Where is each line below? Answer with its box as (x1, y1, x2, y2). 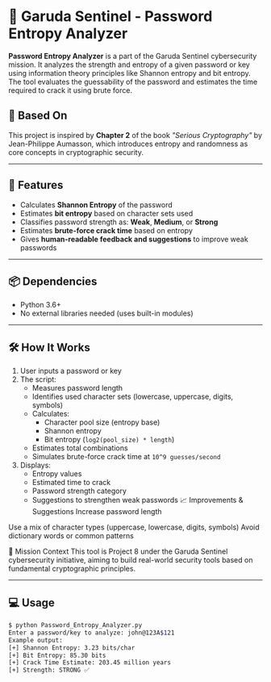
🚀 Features (8, 178, 64, 192)
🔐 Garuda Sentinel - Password (8, 7, 213, 26)
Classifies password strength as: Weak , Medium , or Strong (19, 217, 219, 227)
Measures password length (31, 383, 123, 393)
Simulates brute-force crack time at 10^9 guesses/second (31, 452, 221, 462)
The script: (19, 374, 56, 384)
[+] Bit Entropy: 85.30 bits (8, 651, 106, 659)
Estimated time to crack (31, 478, 111, 487)
